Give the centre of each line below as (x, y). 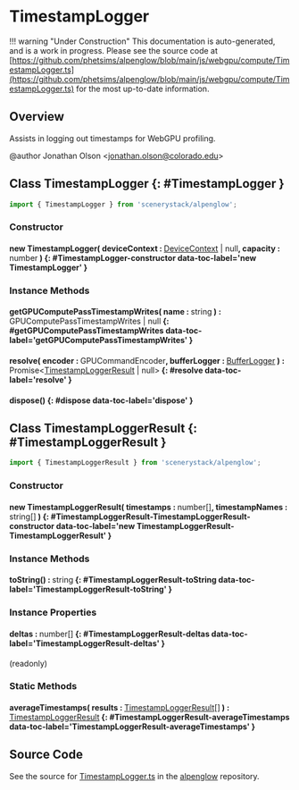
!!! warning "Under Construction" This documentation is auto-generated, (142, 41)
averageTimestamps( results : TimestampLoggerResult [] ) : (120, 708)
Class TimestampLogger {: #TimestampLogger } (147, 184)
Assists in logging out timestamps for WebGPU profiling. (112, 138)
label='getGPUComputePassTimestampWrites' (98, 340)
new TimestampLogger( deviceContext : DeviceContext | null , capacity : (145, 248)
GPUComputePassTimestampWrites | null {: (89, 321)
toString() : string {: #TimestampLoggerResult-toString (113, 580)
